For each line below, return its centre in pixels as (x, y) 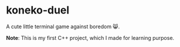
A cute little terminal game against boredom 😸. (63, 26)
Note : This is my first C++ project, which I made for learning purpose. (90, 38)
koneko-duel (38, 10)
